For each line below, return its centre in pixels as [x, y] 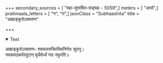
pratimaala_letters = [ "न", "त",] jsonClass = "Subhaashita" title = [72, 13]
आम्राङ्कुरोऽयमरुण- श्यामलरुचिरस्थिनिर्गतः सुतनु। [45, 49]
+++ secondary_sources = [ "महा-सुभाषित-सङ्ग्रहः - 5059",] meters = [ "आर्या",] [82, 8]
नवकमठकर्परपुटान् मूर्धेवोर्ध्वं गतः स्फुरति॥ [37, 55]
